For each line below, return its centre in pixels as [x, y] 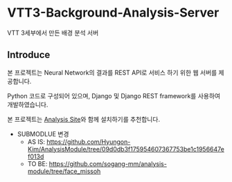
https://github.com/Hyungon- [88, 142]
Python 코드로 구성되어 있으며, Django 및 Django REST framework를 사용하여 [114, 95]
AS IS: [36, 142]
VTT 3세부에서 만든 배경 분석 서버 [53, 33]
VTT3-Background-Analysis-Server [113, 13]
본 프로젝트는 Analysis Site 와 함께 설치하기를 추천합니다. [84, 119]
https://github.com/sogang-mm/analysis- [108, 163]
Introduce [29, 55]
